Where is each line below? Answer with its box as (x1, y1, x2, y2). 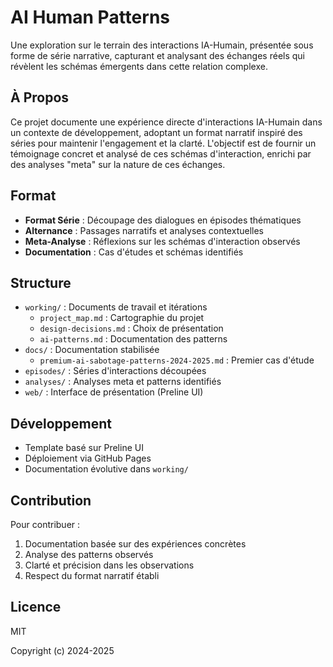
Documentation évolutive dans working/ (24, 463, 189, 475)
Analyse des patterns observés (24, 549, 154, 560)
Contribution (10, 492, 92, 509)
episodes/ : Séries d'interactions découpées (24, 365, 207, 377)
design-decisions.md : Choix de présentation (39, 322, 224, 335)
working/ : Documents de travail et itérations (24, 301, 208, 313)
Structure (10, 274, 72, 291)
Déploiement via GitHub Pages (24, 452, 152, 465)
